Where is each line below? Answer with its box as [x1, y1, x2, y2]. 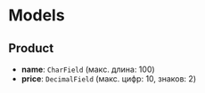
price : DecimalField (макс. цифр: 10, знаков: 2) [20, 74, 197, 84]
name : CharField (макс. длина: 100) [20, 64, 155, 74]
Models [8, 5, 65, 26]
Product [8, 41, 54, 56]
